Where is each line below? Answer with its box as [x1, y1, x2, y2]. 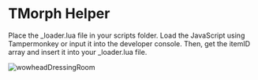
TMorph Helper [8, 5, 110, 23]
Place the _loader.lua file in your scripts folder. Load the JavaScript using [8, 31, 245, 40]
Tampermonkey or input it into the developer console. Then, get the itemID [8, 38, 251, 48]
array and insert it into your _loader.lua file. [8, 47, 148, 56]
